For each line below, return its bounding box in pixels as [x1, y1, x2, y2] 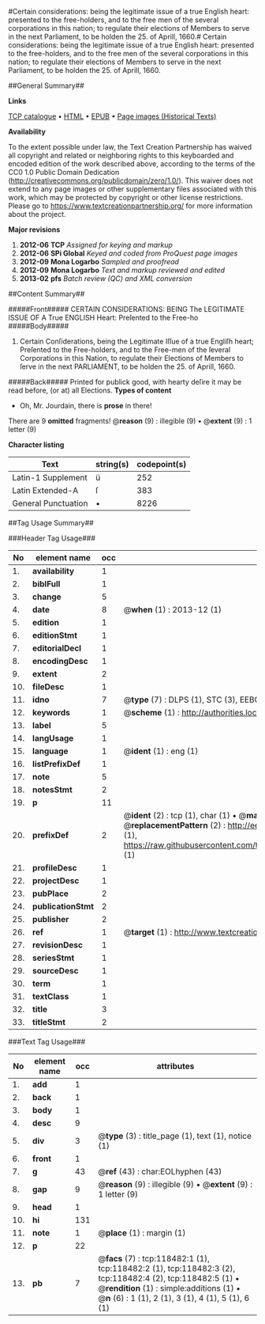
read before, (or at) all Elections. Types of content [8, 385, 172, 395]
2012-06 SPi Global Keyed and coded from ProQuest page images [19, 248, 238, 258]
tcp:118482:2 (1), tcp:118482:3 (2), [98, 1263, 236, 1273]
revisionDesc [32, 939, 83, 950]
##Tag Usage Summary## [8, 518, 95, 527]
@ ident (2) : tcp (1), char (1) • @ [123, 810, 247, 821]
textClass [32, 991, 69, 1002]
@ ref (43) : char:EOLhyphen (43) [98, 1167, 222, 1177]
